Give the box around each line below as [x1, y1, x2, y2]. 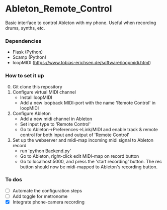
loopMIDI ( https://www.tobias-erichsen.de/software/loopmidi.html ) [12, 60, 151, 66]
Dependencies [5, 37, 42, 44]
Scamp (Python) [12, 54, 47, 60]
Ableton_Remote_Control [5, 3, 112, 15]
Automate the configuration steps [12, 187, 82, 193]
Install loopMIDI [20, 94, 53, 100]
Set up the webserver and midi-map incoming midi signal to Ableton [12, 137, 154, 143]
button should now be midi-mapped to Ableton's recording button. [20, 164, 157, 170]
